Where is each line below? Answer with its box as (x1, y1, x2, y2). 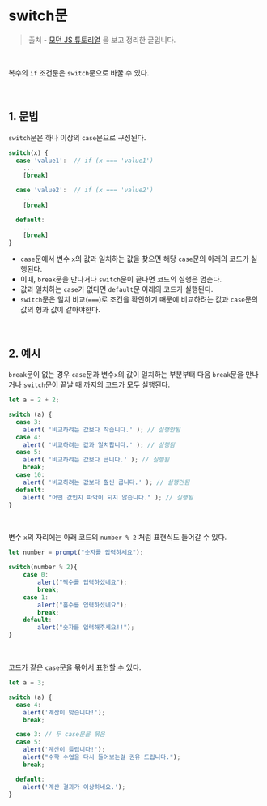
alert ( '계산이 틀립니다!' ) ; (23, 746, 106, 754)
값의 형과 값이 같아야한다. (19, 305, 101, 315)
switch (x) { (8, 148, 49, 157)
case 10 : (15, 471, 45, 479)
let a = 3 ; (8, 679, 45, 687)
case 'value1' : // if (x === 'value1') (15, 156, 154, 165)
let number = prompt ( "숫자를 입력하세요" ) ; (8, 548, 144, 557)
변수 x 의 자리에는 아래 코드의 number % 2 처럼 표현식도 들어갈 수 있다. (8, 532, 227, 542)
